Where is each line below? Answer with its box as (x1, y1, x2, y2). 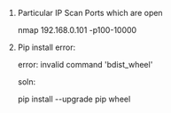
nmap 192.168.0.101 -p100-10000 (17, 25, 137, 35)
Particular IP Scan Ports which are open (17, 8, 163, 18)
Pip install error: (17, 42, 76, 52)
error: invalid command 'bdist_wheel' (17, 60, 153, 69)
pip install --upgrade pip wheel (17, 93, 131, 104)
